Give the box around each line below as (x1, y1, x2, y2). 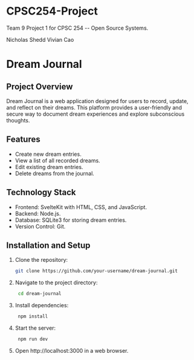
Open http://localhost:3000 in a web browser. (15, 347, 129, 354)
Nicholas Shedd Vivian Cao (6, 36, 74, 43)
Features (6, 135, 40, 145)
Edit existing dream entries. (15, 163, 83, 170)
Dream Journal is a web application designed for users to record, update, (6, 97, 189, 104)
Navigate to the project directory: (15, 279, 98, 286)
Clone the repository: (15, 256, 68, 264)
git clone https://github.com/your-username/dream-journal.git (15, 268, 178, 274)
